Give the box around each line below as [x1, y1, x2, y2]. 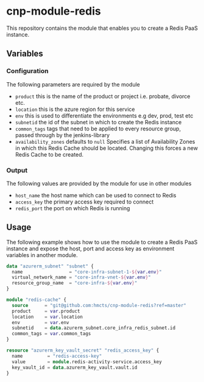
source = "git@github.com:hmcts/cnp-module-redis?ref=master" [12, 302, 187, 308]
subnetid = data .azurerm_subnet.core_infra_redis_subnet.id [12, 325, 175, 331]
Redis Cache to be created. [15, 150, 84, 158]
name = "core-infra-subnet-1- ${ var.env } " [12, 269, 163, 275]
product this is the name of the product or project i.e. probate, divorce [15, 93, 191, 100]
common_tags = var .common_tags [12, 331, 91, 337]
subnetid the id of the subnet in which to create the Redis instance [15, 118, 182, 126]
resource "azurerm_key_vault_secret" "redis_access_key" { [6, 347, 160, 354]
